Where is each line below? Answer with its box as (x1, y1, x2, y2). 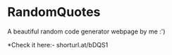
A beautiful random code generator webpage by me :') (7, 27, 166, 36)
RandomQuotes (7, 4, 101, 20)
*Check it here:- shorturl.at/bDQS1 (7, 40, 109, 49)
